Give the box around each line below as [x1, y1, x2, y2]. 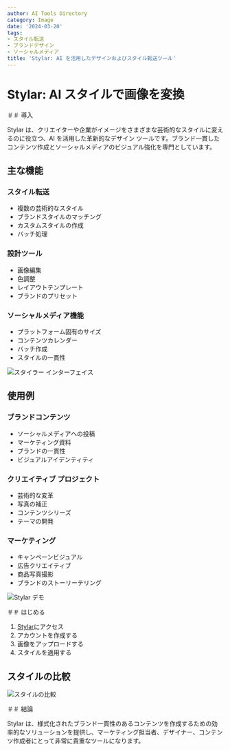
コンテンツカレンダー [16, 336, 78, 344]
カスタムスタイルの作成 [16, 221, 84, 229]
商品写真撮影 [16, 570, 54, 579]
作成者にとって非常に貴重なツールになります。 [12, 737, 145, 745]
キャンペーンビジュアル [16, 553, 83, 562]
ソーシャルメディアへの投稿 [16, 429, 95, 438]
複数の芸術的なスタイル [16, 204, 84, 212]
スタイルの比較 [7, 670, 71, 682]
